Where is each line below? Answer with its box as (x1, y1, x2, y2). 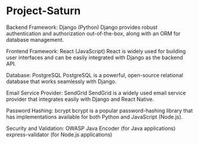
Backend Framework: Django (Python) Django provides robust (6, 24, 158, 31)
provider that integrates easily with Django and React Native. (6, 96, 154, 103)
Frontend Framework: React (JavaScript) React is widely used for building (6, 47, 186, 54)
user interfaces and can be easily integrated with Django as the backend (6, 54, 184, 61)
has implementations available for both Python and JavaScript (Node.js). (6, 113, 183, 120)
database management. (6, 36, 64, 43)
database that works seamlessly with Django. (6, 78, 117, 85)
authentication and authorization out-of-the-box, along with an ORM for (6, 30, 181, 37)
